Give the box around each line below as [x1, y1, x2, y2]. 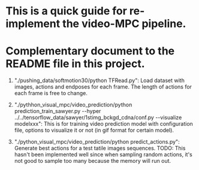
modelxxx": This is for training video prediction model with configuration [14, 120, 193, 127]
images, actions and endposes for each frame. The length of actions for [14, 83, 192, 90]
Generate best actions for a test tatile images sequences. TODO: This [14, 145, 186, 152]
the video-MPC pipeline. [62, 17, 186, 31]
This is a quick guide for [5, 4, 127, 18]
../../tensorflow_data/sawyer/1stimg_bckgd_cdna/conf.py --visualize [14, 114, 182, 121]
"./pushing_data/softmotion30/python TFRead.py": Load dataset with [14, 77, 185, 84]
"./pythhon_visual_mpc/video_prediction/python [14, 101, 132, 108]
